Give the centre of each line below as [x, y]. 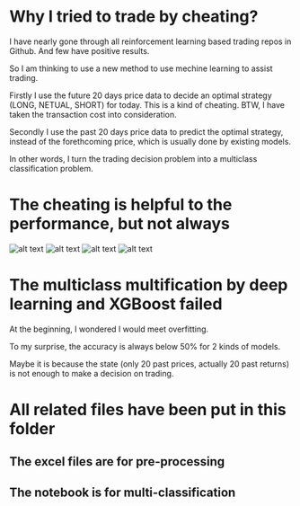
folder [32, 429]
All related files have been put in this [148, 410]
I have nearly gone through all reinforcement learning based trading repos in [150, 41]
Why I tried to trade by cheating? [134, 17]
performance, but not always [120, 224]
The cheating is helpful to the [121, 205]
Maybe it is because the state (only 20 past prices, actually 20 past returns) [150, 364]
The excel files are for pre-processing [117, 462]
